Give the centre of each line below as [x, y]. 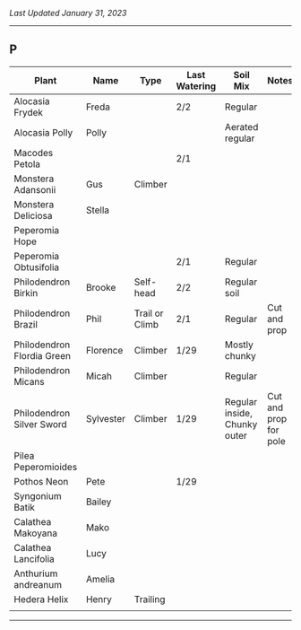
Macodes [34, 153]
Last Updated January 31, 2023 [68, 13]
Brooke [101, 287]
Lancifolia [34, 558]
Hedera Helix [41, 599]
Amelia [100, 579]
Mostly [239, 345]
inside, [238, 413]
